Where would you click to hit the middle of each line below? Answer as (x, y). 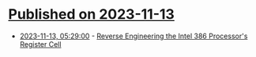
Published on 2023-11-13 (92, 14)
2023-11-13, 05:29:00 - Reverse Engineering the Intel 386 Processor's (134, 36)
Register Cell (40, 44)
